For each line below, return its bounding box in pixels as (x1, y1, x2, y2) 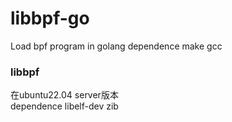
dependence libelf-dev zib (10, 100, 119, 112)
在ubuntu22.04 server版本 (10, 89, 119, 101)
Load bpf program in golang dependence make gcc (10, 40, 223, 52)
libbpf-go (10, 7, 90, 30)
